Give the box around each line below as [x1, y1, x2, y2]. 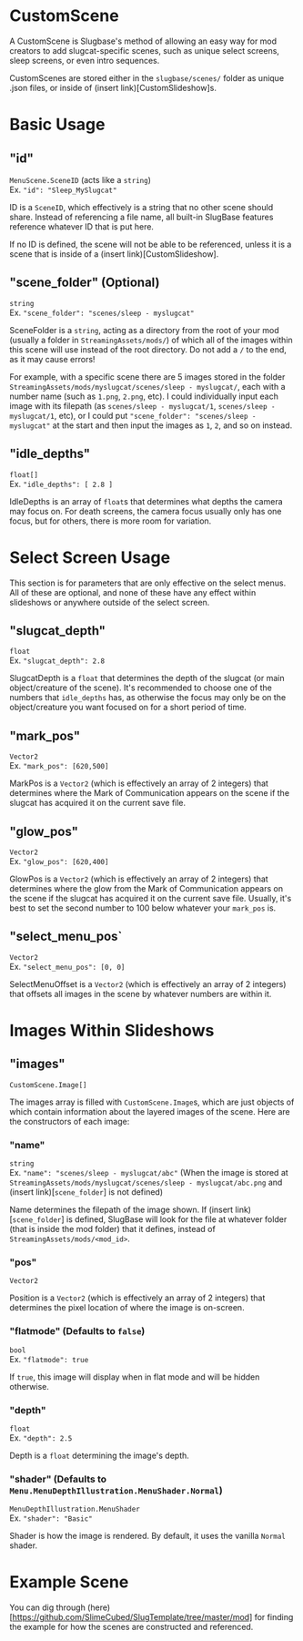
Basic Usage [9, 115, 106, 135]
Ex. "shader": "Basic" [9, 1513, 93, 1524]
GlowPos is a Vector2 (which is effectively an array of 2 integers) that [9, 873, 268, 884]
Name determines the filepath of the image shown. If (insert [9, 1204, 234, 1216]
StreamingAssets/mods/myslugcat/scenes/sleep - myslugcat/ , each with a [9, 381, 286, 392]
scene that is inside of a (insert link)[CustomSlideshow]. [9, 248, 219, 260]
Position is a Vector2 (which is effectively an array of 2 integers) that [9, 1292, 266, 1303]
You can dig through [9, 1602, 86, 1613]
